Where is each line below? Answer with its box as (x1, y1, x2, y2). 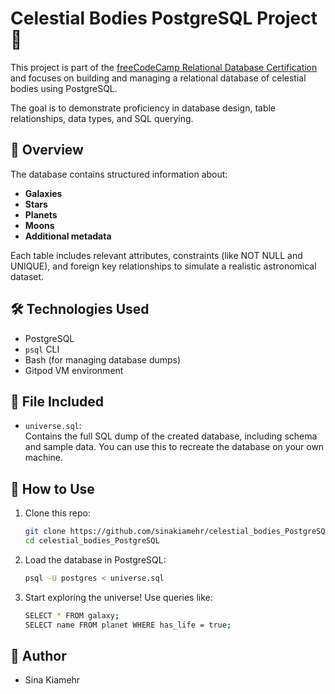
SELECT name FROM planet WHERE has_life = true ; (24, 620, 232, 630)
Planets (24, 208, 58, 221)
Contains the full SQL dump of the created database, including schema (24, 430, 318, 442)
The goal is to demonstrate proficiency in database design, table (10, 102, 277, 114)
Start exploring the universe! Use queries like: (24, 591, 213, 603)
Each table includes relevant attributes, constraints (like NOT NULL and (10, 249, 303, 261)
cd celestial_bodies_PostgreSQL (24, 536, 160, 546)
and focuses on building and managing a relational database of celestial (10, 72, 307, 84)
